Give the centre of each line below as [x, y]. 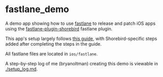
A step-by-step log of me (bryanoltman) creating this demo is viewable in [82, 63]
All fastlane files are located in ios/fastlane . [51, 54]
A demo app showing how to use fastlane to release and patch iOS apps [80, 23]
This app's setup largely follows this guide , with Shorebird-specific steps [81, 38]
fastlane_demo [37, 9]
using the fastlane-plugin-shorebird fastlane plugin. [59, 28]
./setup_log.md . [22, 69]
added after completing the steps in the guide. [54, 44]
